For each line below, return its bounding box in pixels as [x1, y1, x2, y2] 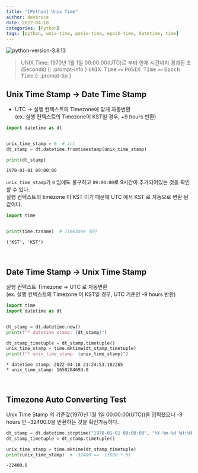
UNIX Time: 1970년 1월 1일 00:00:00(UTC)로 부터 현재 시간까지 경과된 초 [20, 59, 191, 66]
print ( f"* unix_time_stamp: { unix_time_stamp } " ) [6, 351, 129, 357]
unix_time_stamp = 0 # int [6, 140, 76, 147]
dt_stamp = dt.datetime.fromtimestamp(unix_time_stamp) [6, 146, 147, 152]
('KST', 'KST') [6, 239, 44, 246]
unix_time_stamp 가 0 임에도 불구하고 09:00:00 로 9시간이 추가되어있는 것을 [6, 179, 179, 186]
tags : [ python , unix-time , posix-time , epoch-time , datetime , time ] [6, 31, 179, 37]
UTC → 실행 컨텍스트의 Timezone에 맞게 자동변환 [14, 105, 131, 112]
